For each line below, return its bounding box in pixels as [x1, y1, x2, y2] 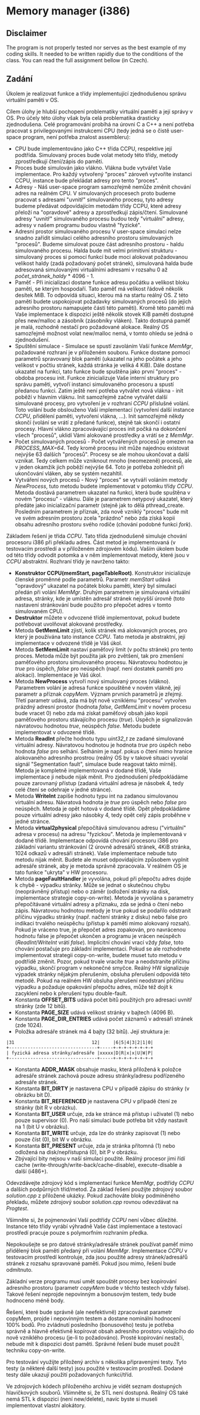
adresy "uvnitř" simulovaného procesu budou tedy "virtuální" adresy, [14, 215, 185, 222]
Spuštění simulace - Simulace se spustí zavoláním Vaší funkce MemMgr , [14, 342, 193, 349]
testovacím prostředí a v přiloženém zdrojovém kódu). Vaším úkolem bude [6, 545, 189, 552]
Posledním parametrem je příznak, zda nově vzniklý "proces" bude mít [14, 508, 189, 515]
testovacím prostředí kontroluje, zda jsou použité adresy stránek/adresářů [6, 1253, 188, 1260]
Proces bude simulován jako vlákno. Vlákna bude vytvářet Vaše [14, 164, 171, 171]
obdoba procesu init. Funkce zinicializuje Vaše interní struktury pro [14, 374, 179, 381]
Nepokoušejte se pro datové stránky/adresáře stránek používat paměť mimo [6, 1241, 193, 1248]
